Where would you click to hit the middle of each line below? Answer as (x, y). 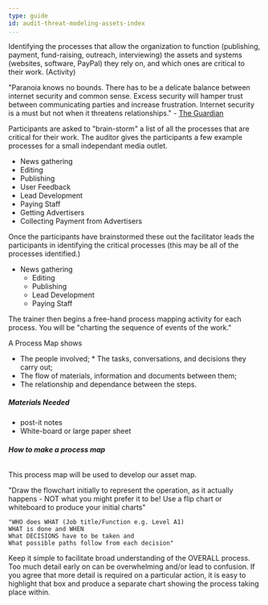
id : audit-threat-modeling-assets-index (77, 23)
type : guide (28, 16)
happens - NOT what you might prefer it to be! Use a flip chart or (115, 498)
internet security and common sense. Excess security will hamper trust (126, 96)
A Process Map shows (45, 343)
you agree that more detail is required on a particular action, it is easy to (127, 574)
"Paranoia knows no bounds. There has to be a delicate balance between (130, 87)
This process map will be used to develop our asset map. (103, 474)
